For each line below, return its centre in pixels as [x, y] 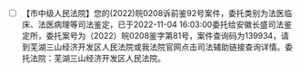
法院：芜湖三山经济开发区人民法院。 [97, 58]
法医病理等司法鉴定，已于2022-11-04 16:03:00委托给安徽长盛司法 [161, 24]
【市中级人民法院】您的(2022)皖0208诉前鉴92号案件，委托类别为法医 [153, 13]
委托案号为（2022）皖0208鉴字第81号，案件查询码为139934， [163, 36]
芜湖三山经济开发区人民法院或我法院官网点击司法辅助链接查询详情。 [157, 47]
